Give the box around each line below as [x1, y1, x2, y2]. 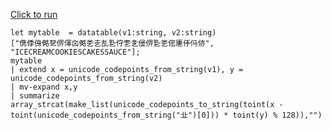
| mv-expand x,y [10, 82, 78, 92]
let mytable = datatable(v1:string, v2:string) [10, 28, 217, 38]
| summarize [10, 91, 60, 101]
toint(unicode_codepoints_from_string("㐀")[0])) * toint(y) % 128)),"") [10, 110, 323, 120]
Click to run [10, 9, 58, 20]
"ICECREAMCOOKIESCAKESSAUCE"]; [10, 47, 141, 57]
